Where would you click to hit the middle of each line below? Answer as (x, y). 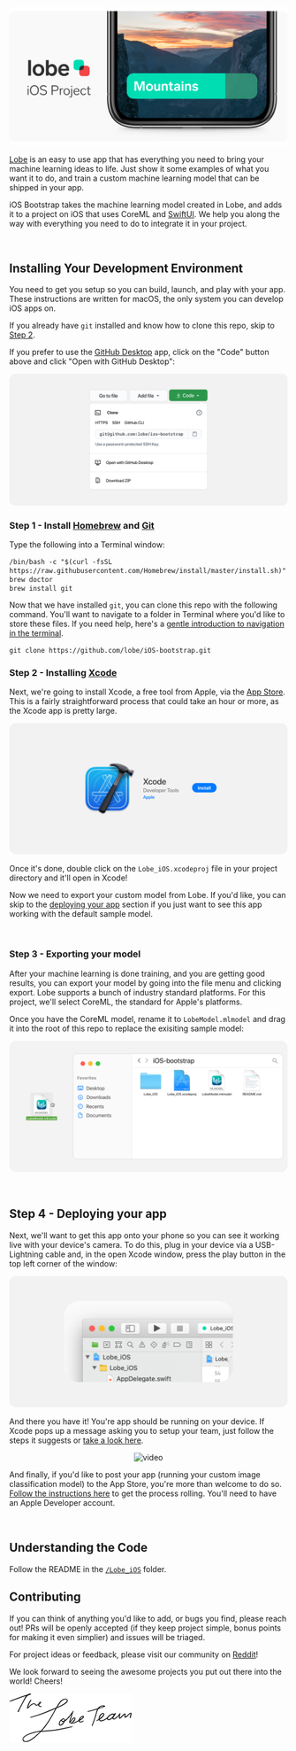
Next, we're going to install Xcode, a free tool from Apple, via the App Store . (147, 692)
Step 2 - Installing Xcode (63, 672)
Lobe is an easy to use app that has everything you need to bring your (137, 159)
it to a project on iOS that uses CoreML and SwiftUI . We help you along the (145, 213)
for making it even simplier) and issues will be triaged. (107, 1637)
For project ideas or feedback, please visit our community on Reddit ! (134, 1654)
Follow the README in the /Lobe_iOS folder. (88, 1569)
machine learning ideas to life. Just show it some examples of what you (139, 168)
